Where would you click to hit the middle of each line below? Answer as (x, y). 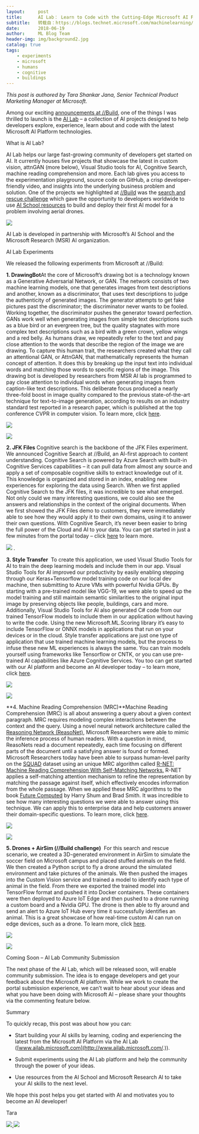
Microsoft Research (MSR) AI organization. (58, 241)
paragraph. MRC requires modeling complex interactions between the (91, 720)
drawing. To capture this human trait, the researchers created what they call (99, 350)
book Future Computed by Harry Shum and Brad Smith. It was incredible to (97, 795)
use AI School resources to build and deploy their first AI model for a (90, 205)
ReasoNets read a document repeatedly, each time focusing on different (94, 745)
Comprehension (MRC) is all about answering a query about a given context (99, 713)
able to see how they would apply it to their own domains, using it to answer (99, 517)
